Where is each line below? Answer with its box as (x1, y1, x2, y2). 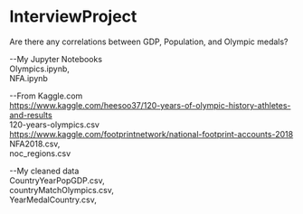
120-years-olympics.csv (9, 119, 99, 130)
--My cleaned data (9, 165, 80, 176)
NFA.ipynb (9, 72, 48, 83)
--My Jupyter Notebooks (9, 53, 102, 64)
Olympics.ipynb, (9, 63, 71, 74)
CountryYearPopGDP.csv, (9, 174, 106, 186)
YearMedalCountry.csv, (9, 194, 97, 205)
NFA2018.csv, (9, 138, 61, 149)
